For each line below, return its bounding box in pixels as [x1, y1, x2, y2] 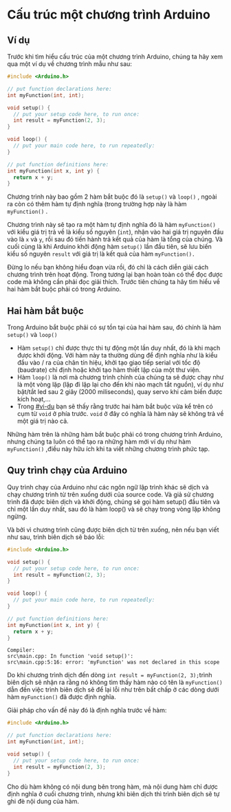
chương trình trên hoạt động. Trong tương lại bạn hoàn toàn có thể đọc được [7, 270, 223, 278]
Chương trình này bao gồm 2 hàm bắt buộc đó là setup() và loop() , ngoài [7, 193, 217, 201]
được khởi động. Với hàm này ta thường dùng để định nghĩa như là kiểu [16, 351, 218, 360]
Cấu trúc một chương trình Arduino [7, 7, 211, 23]
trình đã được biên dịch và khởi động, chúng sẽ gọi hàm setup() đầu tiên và [7, 497, 220, 505]
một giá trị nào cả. [16, 417, 69, 426]
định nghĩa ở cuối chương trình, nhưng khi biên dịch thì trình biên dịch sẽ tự [7, 789, 220, 798]
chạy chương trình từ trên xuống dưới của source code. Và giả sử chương [7, 490, 214, 498]
